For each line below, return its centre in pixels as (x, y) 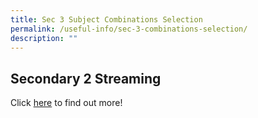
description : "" (44, 38)
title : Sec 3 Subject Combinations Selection (106, 19)
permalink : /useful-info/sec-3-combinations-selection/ (129, 29)
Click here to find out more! (66, 103)
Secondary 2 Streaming (86, 78)
